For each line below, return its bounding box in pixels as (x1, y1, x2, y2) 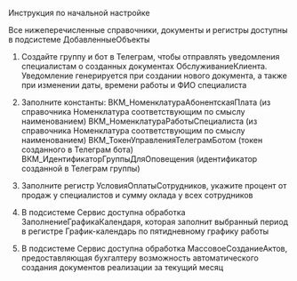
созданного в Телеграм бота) (20, 144, 134, 155)
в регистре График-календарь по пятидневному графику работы (20, 226, 269, 237)
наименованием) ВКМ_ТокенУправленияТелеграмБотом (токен (20, 135, 263, 145)
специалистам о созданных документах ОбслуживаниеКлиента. (20, 61, 268, 71)
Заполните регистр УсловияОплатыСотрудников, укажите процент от (20, 181, 287, 190)
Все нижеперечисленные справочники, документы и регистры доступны (8, 25, 288, 35)
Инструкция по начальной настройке (8, 8, 150, 18)
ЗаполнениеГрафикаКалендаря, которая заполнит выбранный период (20, 217, 289, 227)
